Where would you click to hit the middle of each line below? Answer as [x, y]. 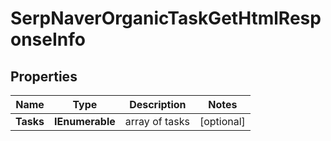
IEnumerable [85, 121]
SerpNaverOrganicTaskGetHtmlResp [166, 18]
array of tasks [157, 121]
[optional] [222, 121]
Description [158, 104]
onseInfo [48, 39]
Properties [44, 76]
